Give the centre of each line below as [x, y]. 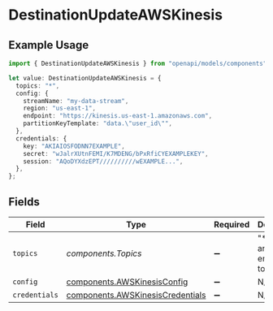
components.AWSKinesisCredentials [136, 295]
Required [232, 224]
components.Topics [104, 253]
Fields [24, 202]
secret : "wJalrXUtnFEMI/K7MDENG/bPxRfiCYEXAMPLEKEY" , [116, 153]
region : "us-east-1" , [59, 108]
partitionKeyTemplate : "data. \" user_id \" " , [98, 123]
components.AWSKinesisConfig [127, 282]
